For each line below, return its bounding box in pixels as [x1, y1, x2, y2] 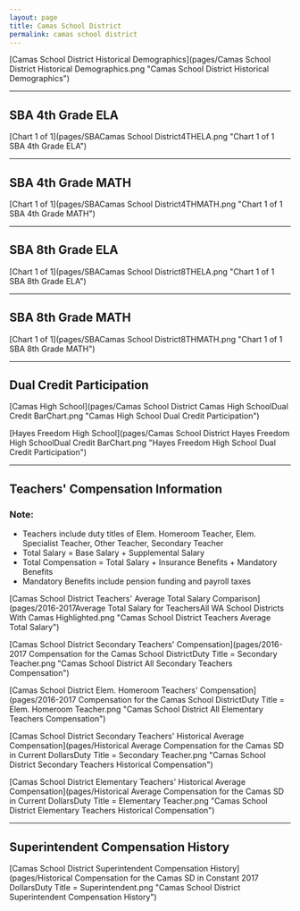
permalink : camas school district [9, 30, 138, 38]
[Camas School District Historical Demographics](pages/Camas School [9, 55, 271, 65]
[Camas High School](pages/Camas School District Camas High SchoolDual [9, 401, 288, 412]
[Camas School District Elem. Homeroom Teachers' [9, 685, 198, 696]
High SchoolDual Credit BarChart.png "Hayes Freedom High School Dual [9, 437, 277, 448]
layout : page [9, 13, 58, 22]
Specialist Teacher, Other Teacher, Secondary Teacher [21, 538, 224, 549]
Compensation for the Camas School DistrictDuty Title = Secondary [28, 649, 279, 660]
